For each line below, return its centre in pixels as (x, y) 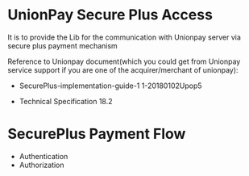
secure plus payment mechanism (62, 45)
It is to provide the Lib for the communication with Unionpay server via (124, 37)
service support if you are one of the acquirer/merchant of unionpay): (123, 69)
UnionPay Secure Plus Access (110, 15)
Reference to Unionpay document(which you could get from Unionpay (124, 61)
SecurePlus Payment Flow (97, 134)
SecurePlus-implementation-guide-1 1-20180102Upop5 (110, 86)
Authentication (44, 156)
